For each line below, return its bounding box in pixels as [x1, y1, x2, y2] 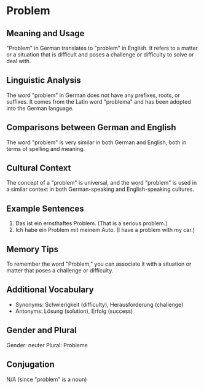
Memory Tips [6, 244, 59, 255]
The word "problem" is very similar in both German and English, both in [6, 139, 187, 146]
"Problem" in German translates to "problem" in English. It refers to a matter [6, 44, 198, 52]
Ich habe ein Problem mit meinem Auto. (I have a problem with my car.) [15, 226, 195, 234]
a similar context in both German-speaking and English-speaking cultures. [6, 185, 195, 193]
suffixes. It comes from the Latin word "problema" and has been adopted [6, 98, 192, 105]
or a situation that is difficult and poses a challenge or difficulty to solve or [6, 51, 194, 58]
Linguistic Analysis [6, 75, 81, 86]
